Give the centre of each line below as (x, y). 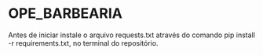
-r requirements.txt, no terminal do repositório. (83, 43)
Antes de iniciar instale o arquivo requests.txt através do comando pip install (131, 35)
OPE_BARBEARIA (66, 14)
